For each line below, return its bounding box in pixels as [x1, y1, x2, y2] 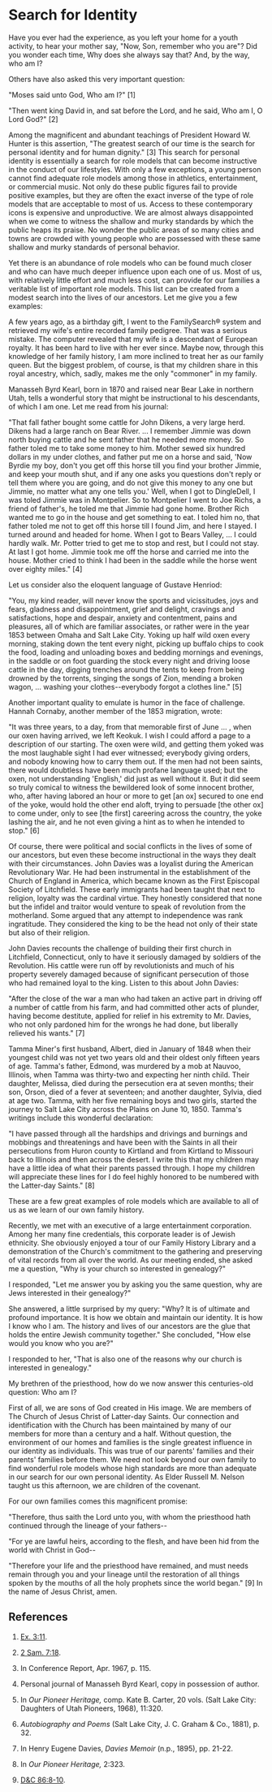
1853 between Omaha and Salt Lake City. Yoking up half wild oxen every [8, 630, 250, 639]
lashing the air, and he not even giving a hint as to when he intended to [8, 816, 245, 826]
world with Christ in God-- [8, 1545, 96, 1555]
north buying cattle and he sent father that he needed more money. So [8, 435, 244, 444]
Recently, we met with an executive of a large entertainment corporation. [8, 1220, 252, 1230]
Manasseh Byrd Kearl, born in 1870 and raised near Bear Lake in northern [8, 384, 254, 394]
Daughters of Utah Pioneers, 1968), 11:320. [19, 1703, 164, 1713]
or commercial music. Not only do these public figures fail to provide [8, 181, 238, 192]
